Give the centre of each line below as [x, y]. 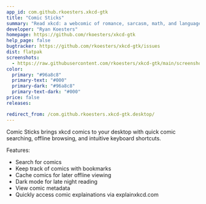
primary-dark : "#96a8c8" [44, 86]
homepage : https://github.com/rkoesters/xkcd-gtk [71, 35]
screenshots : [23, 58]
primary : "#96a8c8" [37, 75]
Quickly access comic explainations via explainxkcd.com [87, 194]
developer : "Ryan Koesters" [42, 29]
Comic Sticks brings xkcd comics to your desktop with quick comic [91, 132]
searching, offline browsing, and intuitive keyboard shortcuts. [84, 138]
